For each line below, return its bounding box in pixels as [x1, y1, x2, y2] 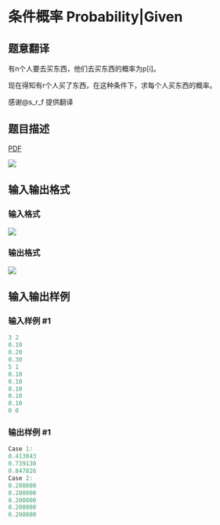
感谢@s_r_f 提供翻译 [8, 97, 74, 107]
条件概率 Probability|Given [8, 8, 183, 26]
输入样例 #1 [8, 315, 51, 326]
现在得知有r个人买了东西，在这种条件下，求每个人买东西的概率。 [8, 81, 217, 89]
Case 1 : [8, 445, 34, 453]
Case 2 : [8, 474, 34, 482]
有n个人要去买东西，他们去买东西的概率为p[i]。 [8, 64, 160, 73]
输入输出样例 [8, 290, 70, 304]
